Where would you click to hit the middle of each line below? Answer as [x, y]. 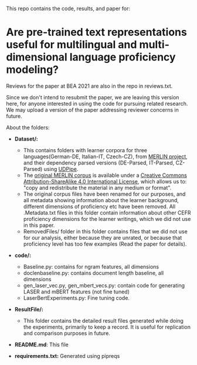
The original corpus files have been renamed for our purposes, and [104, 194]
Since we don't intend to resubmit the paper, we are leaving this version [93, 97]
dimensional [37, 57]
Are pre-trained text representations [97, 32]
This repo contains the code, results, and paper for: [68, 9]
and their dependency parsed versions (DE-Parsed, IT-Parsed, [99, 163]
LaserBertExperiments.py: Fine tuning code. [77, 298]
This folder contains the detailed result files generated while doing [103, 320]
